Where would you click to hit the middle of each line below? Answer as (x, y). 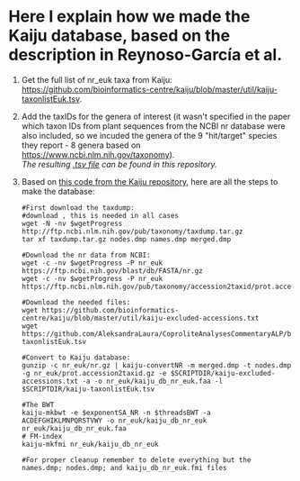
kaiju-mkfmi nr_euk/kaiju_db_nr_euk (90, 444)
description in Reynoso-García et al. (146, 55)
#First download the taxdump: (78, 208)
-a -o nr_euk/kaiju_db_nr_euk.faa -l (153, 381)
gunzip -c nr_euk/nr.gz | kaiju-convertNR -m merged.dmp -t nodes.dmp (156, 365)
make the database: (58, 191)
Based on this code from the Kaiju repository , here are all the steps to (150, 181)
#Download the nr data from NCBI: (86, 255)
